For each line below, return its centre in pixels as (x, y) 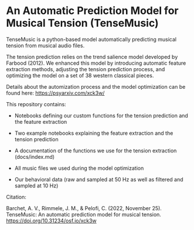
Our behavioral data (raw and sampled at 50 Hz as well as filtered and (99, 179)
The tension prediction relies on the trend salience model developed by (92, 57)
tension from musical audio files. (45, 46)
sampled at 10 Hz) (36, 186)
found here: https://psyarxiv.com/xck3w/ (55, 93)
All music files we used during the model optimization (79, 168)
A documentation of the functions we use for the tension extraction (96, 151)
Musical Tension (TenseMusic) (83, 23)
